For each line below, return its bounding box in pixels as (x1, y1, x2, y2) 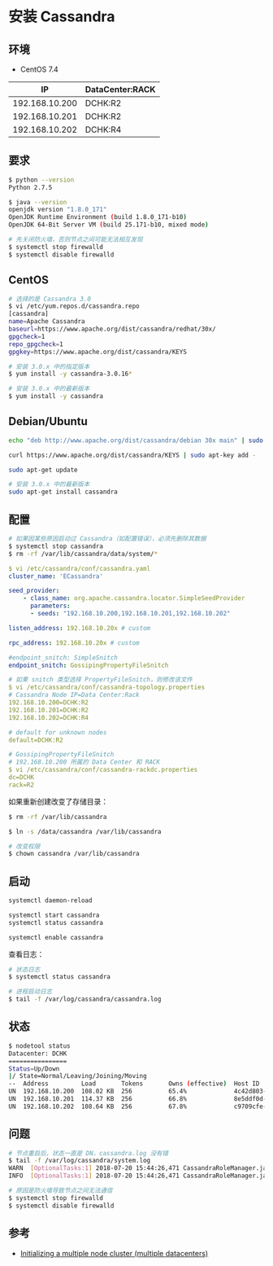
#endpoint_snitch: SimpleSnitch (8, 653, 118, 662)
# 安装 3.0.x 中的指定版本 (8, 362, 90, 370)
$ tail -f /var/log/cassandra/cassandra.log (8, 995, 162, 1004)
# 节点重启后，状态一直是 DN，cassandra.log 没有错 (8, 1149, 169, 1157)
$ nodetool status (8, 1041, 71, 1050)
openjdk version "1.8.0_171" (8, 205, 107, 214)
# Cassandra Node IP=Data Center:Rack (8, 691, 140, 699)
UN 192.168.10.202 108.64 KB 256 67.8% (8, 1102, 187, 1110)
